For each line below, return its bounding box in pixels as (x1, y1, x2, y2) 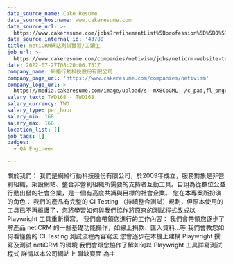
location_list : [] (7, 126, 60, 133)
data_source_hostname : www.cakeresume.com (7, 17, 132, 24)
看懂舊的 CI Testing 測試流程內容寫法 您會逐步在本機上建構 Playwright (12, 232, 213, 240)
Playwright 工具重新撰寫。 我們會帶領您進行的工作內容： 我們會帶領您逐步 (7, 215, 219, 222)
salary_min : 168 (7, 113, 54, 120)
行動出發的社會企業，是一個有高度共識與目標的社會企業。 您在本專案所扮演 (7, 188, 222, 197)
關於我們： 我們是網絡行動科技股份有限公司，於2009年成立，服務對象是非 (7, 171, 218, 179)
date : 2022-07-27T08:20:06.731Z (7, 62, 101, 69)
